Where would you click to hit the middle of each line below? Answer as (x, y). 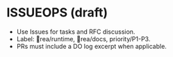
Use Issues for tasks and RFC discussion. (76, 32)
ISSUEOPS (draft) (57, 13)
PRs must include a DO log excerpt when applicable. (92, 46)
